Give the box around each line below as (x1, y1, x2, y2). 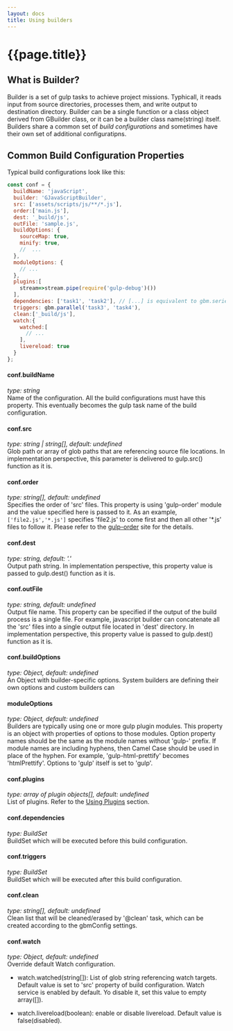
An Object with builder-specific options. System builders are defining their (7, 676, 219, 684)
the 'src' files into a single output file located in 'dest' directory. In (7, 622, 195, 631)
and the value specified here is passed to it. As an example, (7, 508, 178, 516)
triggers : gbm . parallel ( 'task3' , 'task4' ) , (13, 304, 141, 311)
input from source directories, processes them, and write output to (7, 100, 198, 108)
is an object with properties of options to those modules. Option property (7, 729, 216, 738)
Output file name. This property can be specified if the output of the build (7, 607, 217, 616)
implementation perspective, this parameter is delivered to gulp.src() (7, 454, 203, 463)
